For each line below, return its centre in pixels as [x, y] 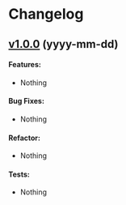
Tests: [19, 174]
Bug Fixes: [26, 101]
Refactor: [24, 138]
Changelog [46, 14]
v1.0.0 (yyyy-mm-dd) [63, 44]
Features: [25, 65]
